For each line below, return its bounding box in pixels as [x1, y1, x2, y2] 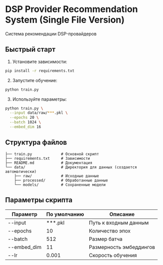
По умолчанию [46, 210, 84, 217]
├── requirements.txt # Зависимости [5, 156, 91, 161]
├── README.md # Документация [5, 160, 93, 165]
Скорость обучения [89, 251, 137, 258]
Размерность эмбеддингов [89, 243, 156, 250]
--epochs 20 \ [9, 115, 39, 120]
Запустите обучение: [12, 77, 57, 83]
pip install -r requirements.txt [5, 68, 75, 73]
